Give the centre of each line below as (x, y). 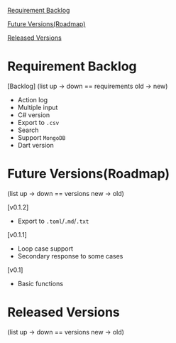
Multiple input (38, 107)
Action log (33, 99)
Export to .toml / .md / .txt (53, 221)
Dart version (36, 145)
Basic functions (40, 283)
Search (28, 130)
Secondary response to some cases (70, 256)
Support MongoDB (42, 137)
